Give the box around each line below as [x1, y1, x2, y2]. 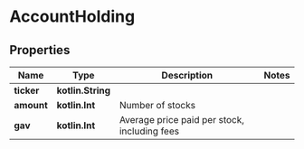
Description [161, 70, 214, 81]
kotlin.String [56, 84, 111, 97]
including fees [119, 125, 179, 137]
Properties [9, 42, 71, 58]
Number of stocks [119, 99, 196, 111]
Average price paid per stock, [119, 114, 245, 126]
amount [14, 99, 48, 111]
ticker [14, 84, 40, 97]
